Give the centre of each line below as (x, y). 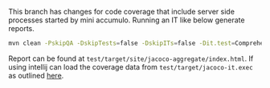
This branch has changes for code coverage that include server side (122, 12)
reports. (21, 28)
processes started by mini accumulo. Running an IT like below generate (127, 20)
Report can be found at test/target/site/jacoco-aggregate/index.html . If (131, 58)
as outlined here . (36, 75)
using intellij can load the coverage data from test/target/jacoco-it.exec (131, 66)
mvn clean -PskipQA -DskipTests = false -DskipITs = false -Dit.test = (122, 43)
